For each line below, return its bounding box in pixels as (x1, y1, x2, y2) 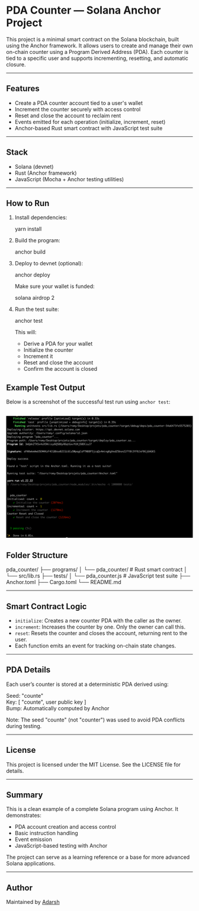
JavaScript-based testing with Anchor (14, 842, 108, 849)
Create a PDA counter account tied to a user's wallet (14, 99, 143, 107)
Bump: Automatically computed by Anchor (6, 704, 110, 711)
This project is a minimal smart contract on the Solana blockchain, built (6, 36, 179, 43)
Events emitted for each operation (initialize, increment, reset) (14, 118, 166, 125)
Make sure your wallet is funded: (14, 283, 95, 290)
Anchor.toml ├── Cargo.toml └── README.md (6, 579, 121, 586)
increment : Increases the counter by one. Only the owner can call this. (14, 623, 185, 630)
